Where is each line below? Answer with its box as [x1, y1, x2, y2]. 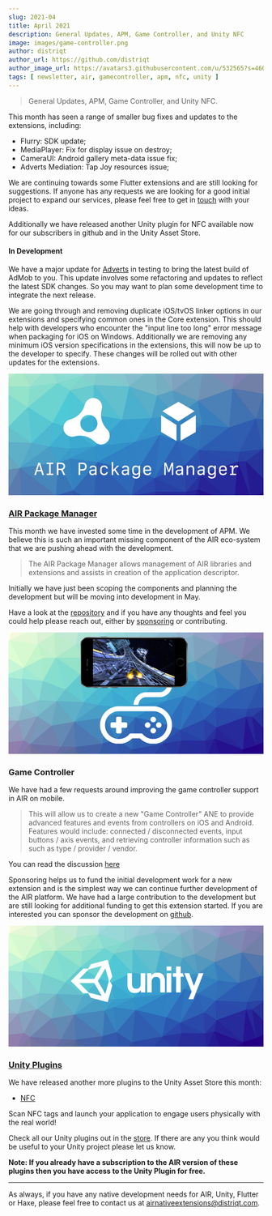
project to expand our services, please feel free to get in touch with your [8, 194, 250, 204]
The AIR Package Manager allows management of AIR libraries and [28, 559, 253, 569]
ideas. [8, 203, 29, 213]
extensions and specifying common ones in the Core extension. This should [8, 314, 261, 324]
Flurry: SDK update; [19, 136, 87, 146]
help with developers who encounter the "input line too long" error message [8, 322, 262, 332]
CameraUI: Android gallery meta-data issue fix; [19, 153, 178, 163]
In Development [8, 246, 63, 256]
